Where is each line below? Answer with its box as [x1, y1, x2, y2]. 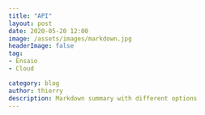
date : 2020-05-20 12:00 [8, 27, 89, 35]
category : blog [8, 79, 60, 87]
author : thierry [8, 87, 63, 95]
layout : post [8, 19, 53, 28]
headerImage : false [8, 42, 75, 50]
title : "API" [8, 11, 53, 20]
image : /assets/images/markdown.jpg [8, 34, 132, 43]
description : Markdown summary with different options [8, 94, 198, 102]
